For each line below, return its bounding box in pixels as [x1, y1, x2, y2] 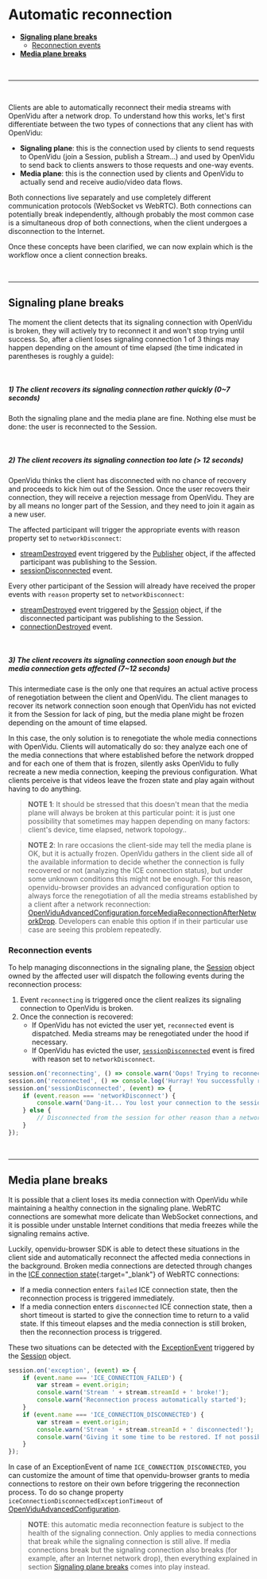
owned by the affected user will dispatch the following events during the [8, 971, 245, 981]
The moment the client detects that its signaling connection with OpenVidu [8, 317, 253, 327]
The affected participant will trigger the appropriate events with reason [8, 524, 240, 534]
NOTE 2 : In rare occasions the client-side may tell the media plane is [27, 840, 252, 849]
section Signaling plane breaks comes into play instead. [27, 1562, 211, 1572]
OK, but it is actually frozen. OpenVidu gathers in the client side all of [27, 848, 253, 858]
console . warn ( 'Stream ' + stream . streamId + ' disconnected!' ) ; [37, 1425, 254, 1433]
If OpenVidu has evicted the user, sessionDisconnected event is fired [31, 1045, 255, 1055]
